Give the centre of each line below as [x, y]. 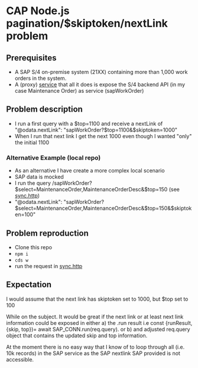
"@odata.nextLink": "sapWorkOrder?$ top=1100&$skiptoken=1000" [96, 130]
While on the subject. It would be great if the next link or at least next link [95, 317]
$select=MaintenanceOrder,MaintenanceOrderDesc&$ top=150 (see [97, 190]
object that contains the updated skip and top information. [77, 336]
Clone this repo [33, 247]
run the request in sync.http [48, 266]
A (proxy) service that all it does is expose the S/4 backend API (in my [100, 84]
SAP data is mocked [39, 177]
